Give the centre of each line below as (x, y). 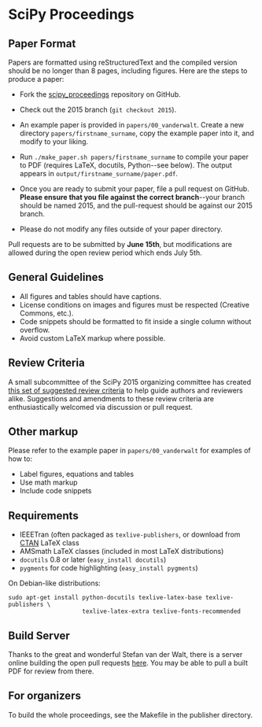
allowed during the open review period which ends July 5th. (105, 253)
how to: (20, 459)
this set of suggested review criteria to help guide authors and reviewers (125, 390)
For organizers (44, 696)
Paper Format (42, 44)
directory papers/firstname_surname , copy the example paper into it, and (137, 133)
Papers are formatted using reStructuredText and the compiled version (123, 62)
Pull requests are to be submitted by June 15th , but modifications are (120, 244)
